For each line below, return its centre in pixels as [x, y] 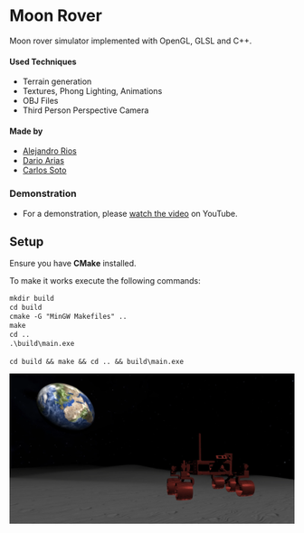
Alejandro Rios [49, 151]
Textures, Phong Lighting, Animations [92, 91]
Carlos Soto [44, 170]
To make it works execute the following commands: [105, 281]
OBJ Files [40, 101]
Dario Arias [43, 161]
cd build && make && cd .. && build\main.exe [96, 362]
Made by [26, 131]
